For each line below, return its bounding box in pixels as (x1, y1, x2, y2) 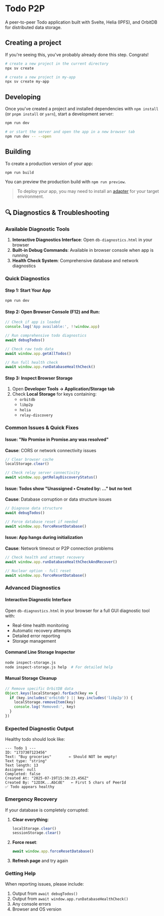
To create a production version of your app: (5, 161, 93, 166)
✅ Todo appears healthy (5, 784, 55, 789)
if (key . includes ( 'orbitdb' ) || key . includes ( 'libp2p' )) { (9, 695, 133, 700)
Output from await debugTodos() (12, 890, 78, 896)
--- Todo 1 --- (5, 746, 36, 751)
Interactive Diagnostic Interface (5, 597, 72, 603)
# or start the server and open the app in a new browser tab (5, 129, 135, 134)
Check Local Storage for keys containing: (12, 391, 97, 397)
